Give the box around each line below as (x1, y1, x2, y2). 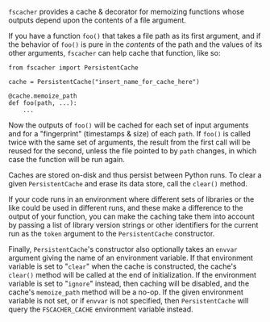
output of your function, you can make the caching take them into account (8, 211, 255, 221)
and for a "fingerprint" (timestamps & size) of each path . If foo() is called (8, 129, 251, 138)
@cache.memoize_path (8, 92, 78, 100)
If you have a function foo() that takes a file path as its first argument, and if (8, 31, 261, 40)
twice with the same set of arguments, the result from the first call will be (8, 137, 251, 147)
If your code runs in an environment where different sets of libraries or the (8, 194, 255, 204)
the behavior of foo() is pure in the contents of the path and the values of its (8, 40, 263, 49)
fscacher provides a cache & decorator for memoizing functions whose (8, 7, 244, 16)
